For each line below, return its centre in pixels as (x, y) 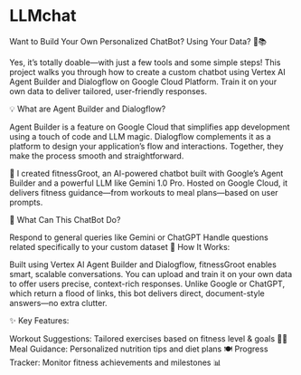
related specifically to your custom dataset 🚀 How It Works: (120, 246)
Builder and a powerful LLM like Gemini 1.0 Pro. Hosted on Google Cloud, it (148, 183)
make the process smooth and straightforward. (97, 156)
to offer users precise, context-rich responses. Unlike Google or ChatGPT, (147, 284)
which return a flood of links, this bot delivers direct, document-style (137, 293)
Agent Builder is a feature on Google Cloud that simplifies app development (150, 127)
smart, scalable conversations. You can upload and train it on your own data (151, 274)
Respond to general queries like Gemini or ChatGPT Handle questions (139, 237)
